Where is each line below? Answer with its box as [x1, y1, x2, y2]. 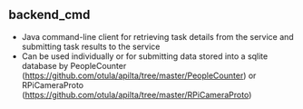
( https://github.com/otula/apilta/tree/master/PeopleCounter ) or [21, 70, 257, 81]
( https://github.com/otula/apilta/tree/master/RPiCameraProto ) [21, 89, 252, 100]
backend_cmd [8, 7, 91, 23]
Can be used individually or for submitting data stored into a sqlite [21, 50, 269, 62]
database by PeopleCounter [21, 60, 127, 71]
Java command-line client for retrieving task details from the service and [21, 31, 294, 42]
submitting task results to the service [21, 41, 161, 52]
